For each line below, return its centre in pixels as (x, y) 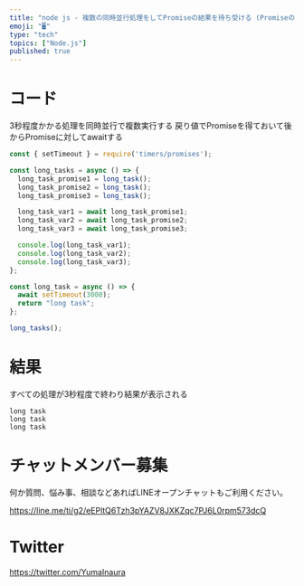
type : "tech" (34, 34)
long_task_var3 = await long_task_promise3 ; (103, 229)
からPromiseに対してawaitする (66, 137)
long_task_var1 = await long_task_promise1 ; (103, 212)
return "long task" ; (56, 304)
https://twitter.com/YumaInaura (68, 572)
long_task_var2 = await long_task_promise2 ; (103, 221)
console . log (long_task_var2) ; (74, 253)
